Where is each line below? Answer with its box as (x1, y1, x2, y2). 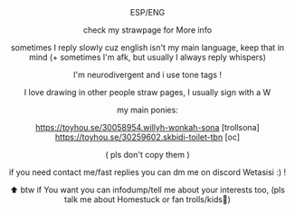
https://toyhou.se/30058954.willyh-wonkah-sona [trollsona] (35, 122, 260, 132)
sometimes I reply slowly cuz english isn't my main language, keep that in (10, 43, 285, 53)
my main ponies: (117, 104, 178, 115)
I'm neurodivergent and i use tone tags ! (73, 70, 222, 80)
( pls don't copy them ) (105, 150, 190, 160)
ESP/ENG (129, 7, 166, 17)
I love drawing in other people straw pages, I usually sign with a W (24, 87, 271, 97)
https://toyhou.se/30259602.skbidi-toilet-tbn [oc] (54, 131, 241, 142)
